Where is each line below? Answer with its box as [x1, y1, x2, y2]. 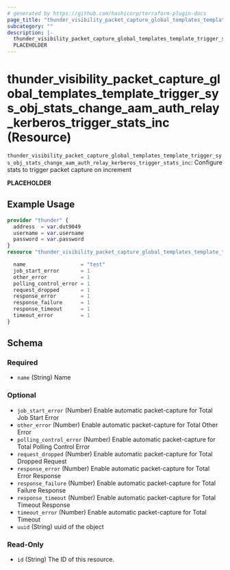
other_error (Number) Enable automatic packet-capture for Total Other [16, 421, 218, 429]
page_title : [7, 16, 41, 23]
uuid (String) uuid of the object [16, 522, 104, 531]
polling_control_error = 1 [13, 280, 90, 287]
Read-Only [7, 539, 44, 549]
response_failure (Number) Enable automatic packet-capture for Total [16, 479, 216, 487]
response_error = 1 [13, 293, 90, 300]
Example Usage [7, 199, 75, 210]
